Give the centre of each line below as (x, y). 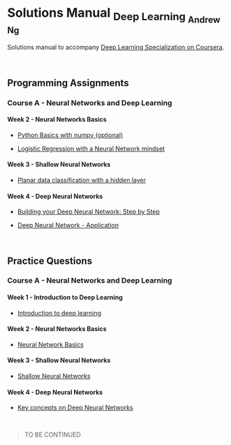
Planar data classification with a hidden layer (82, 180)
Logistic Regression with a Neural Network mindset (91, 148)
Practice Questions (50, 261)
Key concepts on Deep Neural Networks (75, 408)
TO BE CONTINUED (53, 435)
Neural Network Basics (50, 344)
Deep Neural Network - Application (68, 225)
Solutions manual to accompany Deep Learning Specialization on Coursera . (116, 48)
